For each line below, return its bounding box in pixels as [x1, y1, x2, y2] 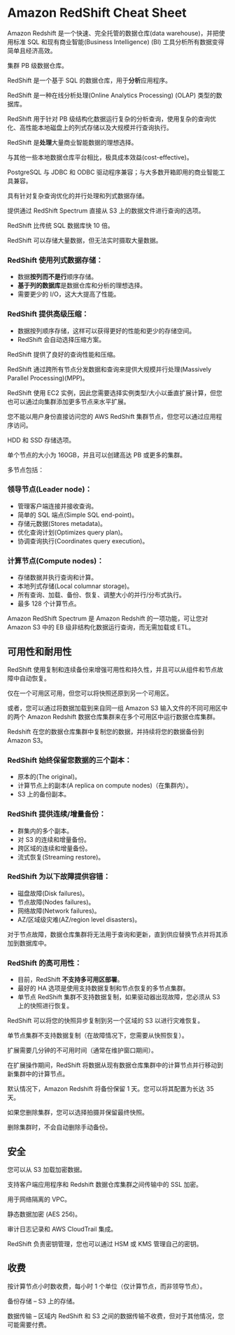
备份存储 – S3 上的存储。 [7, 1297, 79, 1305]
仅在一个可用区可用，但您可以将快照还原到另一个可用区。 [7, 689, 173, 697]
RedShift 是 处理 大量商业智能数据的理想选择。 [7, 138, 138, 146]
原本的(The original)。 [17, 773, 82, 781]
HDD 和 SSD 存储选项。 [7, 436, 76, 444]
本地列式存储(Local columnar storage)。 [17, 582, 134, 590]
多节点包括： [7, 465, 44, 473]
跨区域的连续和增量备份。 [17, 844, 92, 852]
